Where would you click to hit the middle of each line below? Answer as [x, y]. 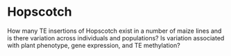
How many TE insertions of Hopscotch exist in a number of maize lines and [114, 31]
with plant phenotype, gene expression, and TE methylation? [94, 45]
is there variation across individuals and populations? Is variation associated [116, 38]
